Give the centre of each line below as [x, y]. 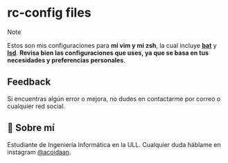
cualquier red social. [36, 106]
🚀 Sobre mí [31, 128]
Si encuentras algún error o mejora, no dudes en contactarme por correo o [114, 98]
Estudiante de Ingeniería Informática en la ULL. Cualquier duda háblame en [114, 144]
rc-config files [49, 13]
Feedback [29, 82]
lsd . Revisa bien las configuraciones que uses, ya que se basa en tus [108, 53]
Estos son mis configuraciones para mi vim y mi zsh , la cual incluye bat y [112, 45]
